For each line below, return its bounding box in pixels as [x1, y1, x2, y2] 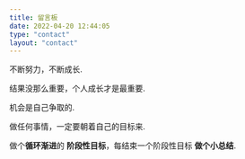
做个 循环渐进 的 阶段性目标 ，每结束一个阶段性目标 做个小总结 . [9, 140, 236, 151]
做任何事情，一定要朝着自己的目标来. [9, 121, 146, 132]
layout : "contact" [9, 38, 78, 48]
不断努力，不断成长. [9, 64, 83, 75]
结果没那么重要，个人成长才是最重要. [9, 83, 146, 94]
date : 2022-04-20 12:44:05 [9, 22, 110, 31]
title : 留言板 [9, 13, 58, 22]
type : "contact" [9, 30, 70, 39]
